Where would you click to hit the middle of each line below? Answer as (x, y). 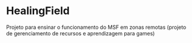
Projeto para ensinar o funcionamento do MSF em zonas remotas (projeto (96, 27)
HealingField (38, 11)
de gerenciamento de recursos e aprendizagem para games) (81, 33)
